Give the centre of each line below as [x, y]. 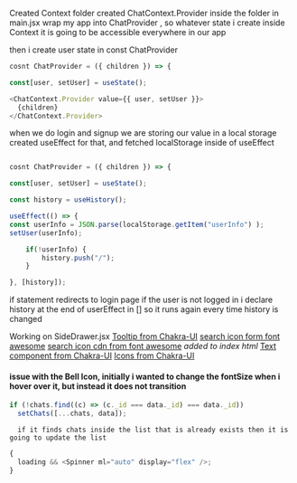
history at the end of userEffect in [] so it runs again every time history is [144, 309]
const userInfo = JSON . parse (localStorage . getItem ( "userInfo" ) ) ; [137, 224]
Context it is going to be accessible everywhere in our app [118, 32]
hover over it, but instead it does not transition [98, 386]
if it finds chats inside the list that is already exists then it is [153, 430]
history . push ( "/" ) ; [79, 258]
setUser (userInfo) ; [46, 233]
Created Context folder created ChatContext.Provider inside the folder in [144, 13]
